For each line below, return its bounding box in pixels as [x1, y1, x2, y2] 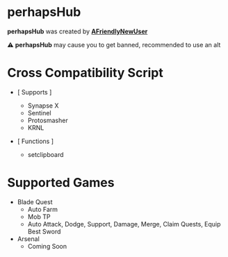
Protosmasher [27, 116, 68, 124]
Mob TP [27, 213, 51, 221]
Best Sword [27, 227, 61, 235]
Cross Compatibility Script [7, 65, 163, 81]
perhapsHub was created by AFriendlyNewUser [7, 27, 148, 35]
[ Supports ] [17, 88, 52, 96]
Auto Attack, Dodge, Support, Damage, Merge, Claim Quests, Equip [27, 219, 221, 228]
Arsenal [17, 234, 40, 243]
